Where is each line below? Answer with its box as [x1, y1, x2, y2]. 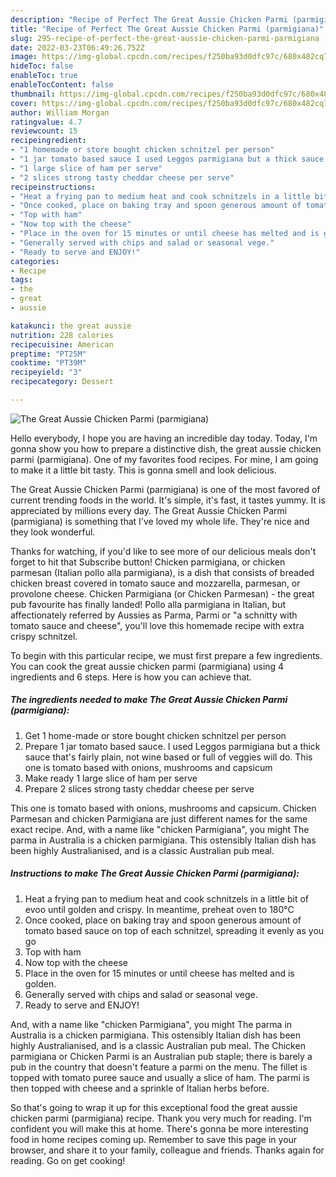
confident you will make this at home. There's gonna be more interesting [10, 1122, 309, 1135]
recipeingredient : [10, 136, 87, 146]
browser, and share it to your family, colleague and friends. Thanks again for [10, 1144, 325, 1156]
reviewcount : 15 [10, 126, 78, 136]
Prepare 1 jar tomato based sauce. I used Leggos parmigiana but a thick [24, 740, 321, 752]
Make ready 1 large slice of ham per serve [24, 772, 198, 784]
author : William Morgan [10, 107, 110, 118]
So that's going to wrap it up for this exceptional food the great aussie [10, 1101, 298, 1113]
